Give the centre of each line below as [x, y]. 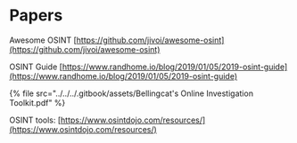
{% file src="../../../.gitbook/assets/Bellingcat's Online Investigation [132, 93]
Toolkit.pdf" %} [37, 102]
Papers [36, 16]
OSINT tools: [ [35, 120]
